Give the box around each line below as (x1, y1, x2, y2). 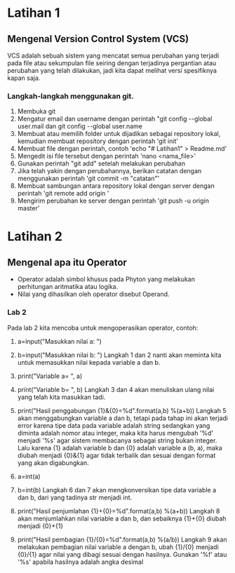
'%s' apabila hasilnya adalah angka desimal (17, 558, 144, 566)
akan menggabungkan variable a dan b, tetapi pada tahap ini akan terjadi (17, 414, 229, 422)
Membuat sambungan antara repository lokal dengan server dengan (17, 182, 215, 190)
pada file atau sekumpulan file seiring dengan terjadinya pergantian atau (7, 59, 217, 67)
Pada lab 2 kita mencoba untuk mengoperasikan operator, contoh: (7, 323, 199, 332)
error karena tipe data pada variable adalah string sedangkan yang (17, 421, 210, 429)
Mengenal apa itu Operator (7, 256, 128, 268)
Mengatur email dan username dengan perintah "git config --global (17, 114, 213, 123)
